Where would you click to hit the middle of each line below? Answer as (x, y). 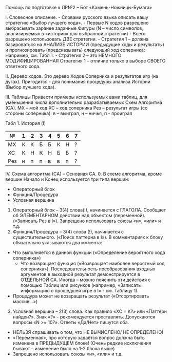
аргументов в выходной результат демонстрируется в (80, 274)
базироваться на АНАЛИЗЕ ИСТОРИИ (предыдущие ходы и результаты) (85, 45)
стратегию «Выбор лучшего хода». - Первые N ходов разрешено (77, 23)
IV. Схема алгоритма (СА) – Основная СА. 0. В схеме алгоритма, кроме (84, 174)
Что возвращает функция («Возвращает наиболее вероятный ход (92, 263)
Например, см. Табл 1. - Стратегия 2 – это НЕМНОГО (63, 55)
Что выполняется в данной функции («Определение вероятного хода (89, 252)
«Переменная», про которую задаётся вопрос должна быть (79, 338)
